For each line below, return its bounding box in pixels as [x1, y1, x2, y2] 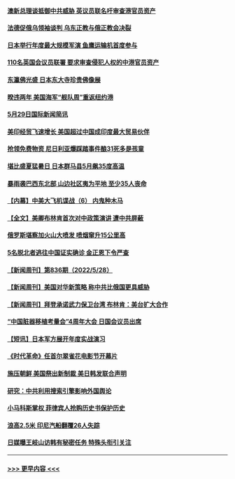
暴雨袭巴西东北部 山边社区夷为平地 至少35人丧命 [7, 179, 147, 188]
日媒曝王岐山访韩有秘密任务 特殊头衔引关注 [7, 439, 131, 447]
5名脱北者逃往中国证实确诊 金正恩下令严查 [7, 248, 129, 256]
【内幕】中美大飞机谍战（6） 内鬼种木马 [7, 196, 124, 205]
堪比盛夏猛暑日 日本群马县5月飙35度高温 [7, 161, 124, 170]
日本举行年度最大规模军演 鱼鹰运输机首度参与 [7, 40, 138, 49]
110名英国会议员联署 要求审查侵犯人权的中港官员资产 [7, 58, 159, 66]
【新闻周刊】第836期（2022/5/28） [7, 265, 113, 274]
